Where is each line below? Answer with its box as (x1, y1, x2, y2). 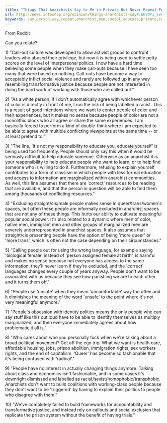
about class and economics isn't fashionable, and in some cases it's (5, 371, 145, 377)
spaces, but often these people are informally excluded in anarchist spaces (5, 206, 159, 212)
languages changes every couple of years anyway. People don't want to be (5, 268, 160, 274)
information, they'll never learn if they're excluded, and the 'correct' (5, 263, 144, 269)
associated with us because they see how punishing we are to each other (5, 274, 156, 280)
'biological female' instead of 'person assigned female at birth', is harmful (5, 252, 156, 258)
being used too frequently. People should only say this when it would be (5, 148, 153, 155)
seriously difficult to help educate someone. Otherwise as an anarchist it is (5, 154, 158, 160)
